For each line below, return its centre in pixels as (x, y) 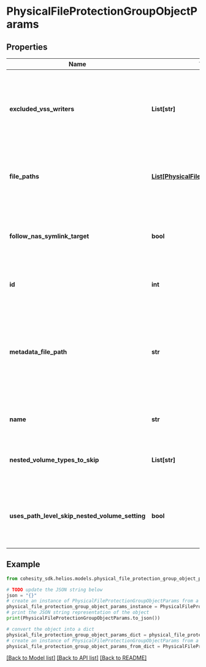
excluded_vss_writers (42, 109)
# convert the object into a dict (51, 629)
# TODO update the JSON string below (55, 590)
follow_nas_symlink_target (49, 236)
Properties (27, 47)
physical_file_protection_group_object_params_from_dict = (83, 646)
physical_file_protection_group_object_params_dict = (77, 635)
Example (23, 564)
